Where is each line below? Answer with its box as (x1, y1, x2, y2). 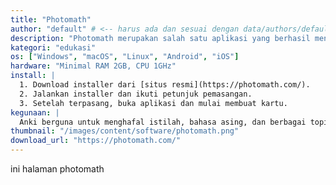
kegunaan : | (10, 107, 60, 118)
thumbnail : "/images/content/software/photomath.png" (10, 126, 240, 136)
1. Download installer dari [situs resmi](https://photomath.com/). (19, 80, 311, 90)
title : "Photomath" (10, 14, 92, 25)
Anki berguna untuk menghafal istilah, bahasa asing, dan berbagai (19, 117, 307, 127)
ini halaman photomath (10, 163, 105, 175)
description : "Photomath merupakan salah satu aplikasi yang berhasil (10, 33, 311, 43)
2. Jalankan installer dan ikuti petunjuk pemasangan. (19, 89, 253, 99)
